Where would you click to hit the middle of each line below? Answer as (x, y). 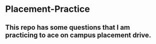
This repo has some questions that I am (67, 27)
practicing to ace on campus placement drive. (78, 35)
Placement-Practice (47, 9)
